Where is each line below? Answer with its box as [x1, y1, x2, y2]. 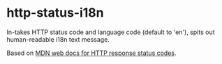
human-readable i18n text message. [6, 35, 110, 43]
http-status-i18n [6, 5, 104, 21]
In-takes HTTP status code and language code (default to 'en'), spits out [6, 28, 215, 36]
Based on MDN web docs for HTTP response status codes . [6, 49, 177, 57]
